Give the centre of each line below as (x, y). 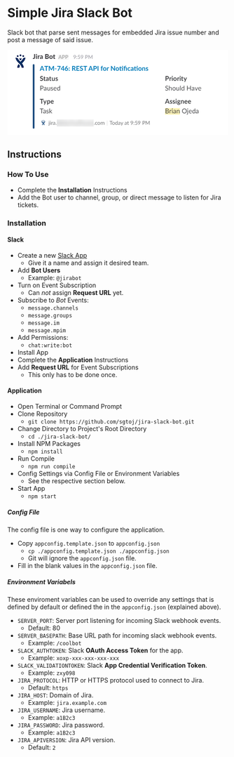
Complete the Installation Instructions (72, 190)
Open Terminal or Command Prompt (70, 406)
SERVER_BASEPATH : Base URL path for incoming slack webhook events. (117, 635)
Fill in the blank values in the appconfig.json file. (87, 565)
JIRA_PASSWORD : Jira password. (61, 725)
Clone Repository (42, 414)
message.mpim (47, 330)
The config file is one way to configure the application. (86, 529)
